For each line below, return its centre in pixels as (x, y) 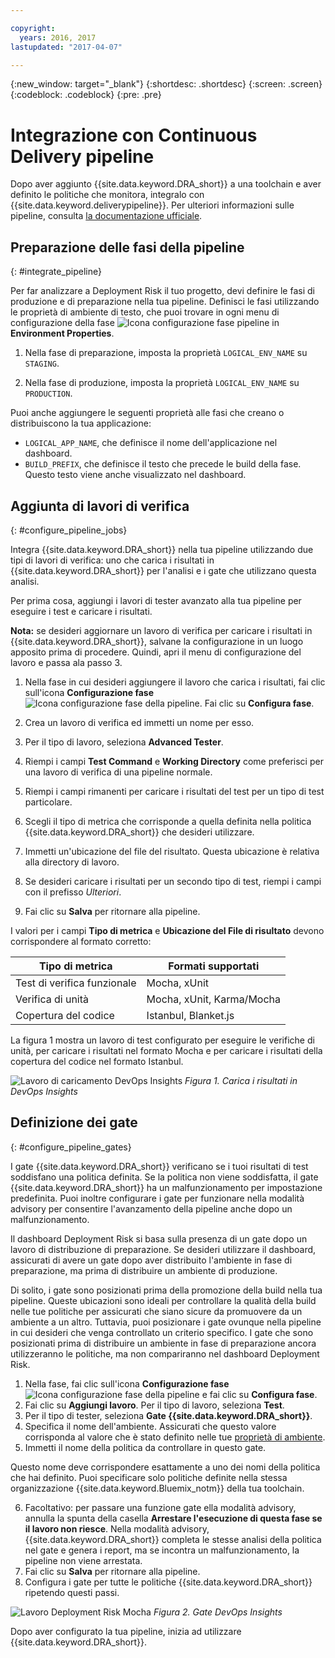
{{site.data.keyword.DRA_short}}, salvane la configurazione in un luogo (157, 641)
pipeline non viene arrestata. (83, 1560)
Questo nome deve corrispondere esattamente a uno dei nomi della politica (165, 1467)
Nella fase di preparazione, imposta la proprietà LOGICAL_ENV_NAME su (166, 353)
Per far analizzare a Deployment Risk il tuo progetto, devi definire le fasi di (162, 291)
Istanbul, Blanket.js (190, 1015)
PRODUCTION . (48, 393)
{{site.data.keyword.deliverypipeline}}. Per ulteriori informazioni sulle (152, 205)
